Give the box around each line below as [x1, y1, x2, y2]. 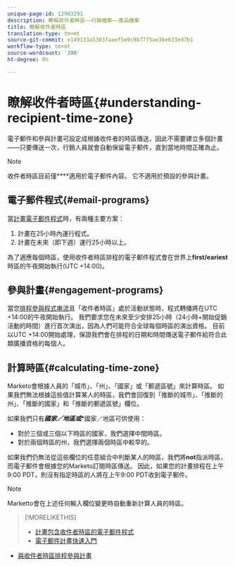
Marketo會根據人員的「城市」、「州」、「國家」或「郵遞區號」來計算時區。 [7, 382, 217, 390]
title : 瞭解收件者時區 [7, 23, 67, 30]
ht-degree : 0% [7, 56, 49, 63]
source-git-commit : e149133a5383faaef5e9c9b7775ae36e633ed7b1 [7, 37, 193, 44]
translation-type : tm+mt [7, 30, 80, 37]
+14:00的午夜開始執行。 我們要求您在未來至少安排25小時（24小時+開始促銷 [7, 313, 227, 321]
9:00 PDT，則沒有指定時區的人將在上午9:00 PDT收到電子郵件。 [7, 470, 191, 479]
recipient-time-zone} [7, 110, 134, 126]
